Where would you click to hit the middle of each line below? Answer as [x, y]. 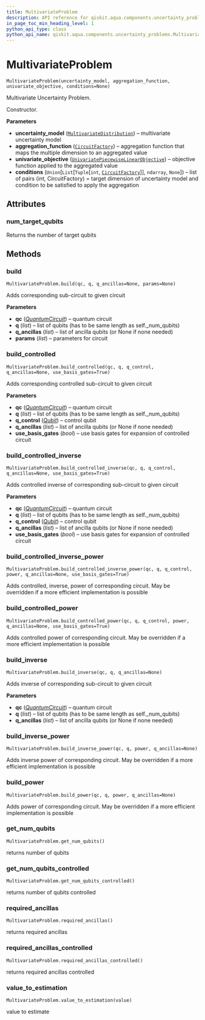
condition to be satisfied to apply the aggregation [77, 185]
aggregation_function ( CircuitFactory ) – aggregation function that [100, 146]
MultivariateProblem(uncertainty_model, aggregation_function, [88, 81]
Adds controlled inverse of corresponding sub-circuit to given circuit [92, 485]
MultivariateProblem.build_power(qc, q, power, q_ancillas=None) [91, 795]
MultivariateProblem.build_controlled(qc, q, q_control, [80, 367]
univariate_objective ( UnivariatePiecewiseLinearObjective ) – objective [105, 159]
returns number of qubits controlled [51, 892]
